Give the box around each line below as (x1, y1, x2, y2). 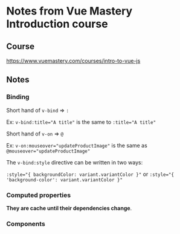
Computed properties (6, 190, 71, 199)
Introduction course (6, 17, 108, 31)
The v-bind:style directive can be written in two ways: (6, 158, 143, 166)
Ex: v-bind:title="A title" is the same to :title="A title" (6, 118, 156, 125)
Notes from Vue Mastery (6, 4, 133, 18)
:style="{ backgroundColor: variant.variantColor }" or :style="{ (6, 171, 174, 178)
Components (6, 219, 45, 228)
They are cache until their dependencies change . (6, 204, 132, 212)
